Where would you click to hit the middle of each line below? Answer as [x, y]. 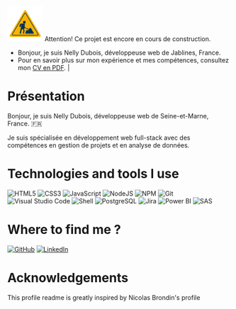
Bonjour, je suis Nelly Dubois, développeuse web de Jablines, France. [119, 52]
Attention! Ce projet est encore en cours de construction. [128, 39]
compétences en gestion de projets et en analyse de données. [99, 145]
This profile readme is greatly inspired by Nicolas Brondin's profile [104, 297]
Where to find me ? [64, 230]
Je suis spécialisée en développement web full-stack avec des [99, 137]
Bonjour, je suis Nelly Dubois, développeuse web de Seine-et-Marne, [108, 116]
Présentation [46, 96]
